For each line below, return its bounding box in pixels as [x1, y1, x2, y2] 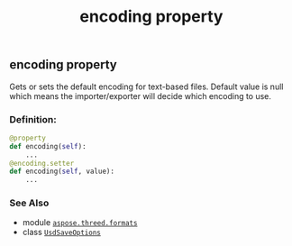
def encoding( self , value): [9, 167, 115, 177]
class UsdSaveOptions [22, 227, 101, 238]
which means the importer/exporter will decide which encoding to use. [9, 90, 272, 101]
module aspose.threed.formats [22, 217, 138, 228]
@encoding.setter [9, 159, 75, 168]
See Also [9, 196, 50, 209]
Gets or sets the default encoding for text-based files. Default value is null [9, 81, 284, 92]
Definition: [9, 113, 57, 125]
